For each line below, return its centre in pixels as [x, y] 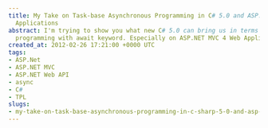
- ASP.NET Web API [39, 75]
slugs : [19, 104]
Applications [37, 23]
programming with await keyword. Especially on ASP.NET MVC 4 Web [128, 38]
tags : [17, 52]
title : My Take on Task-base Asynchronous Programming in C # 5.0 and [126, 16]
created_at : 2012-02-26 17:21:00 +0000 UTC [82, 45]
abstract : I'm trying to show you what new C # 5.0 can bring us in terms [134, 30]
